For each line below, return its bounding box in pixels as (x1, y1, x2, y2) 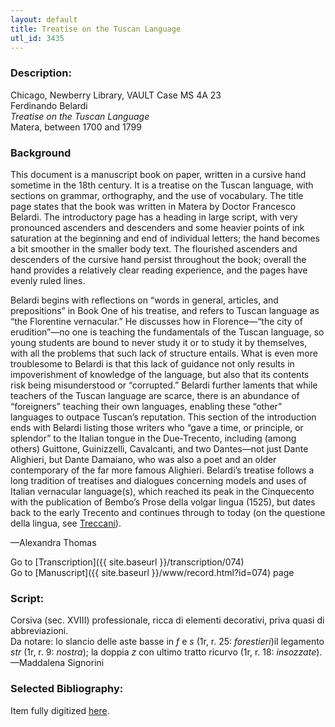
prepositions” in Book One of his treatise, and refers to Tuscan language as (10, 304, 320, 316)
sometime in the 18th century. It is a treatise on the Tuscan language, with (10, 179, 314, 191)
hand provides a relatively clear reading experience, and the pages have (10, 264, 308, 276)
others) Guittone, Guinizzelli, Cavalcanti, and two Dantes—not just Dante (10, 442, 309, 455)
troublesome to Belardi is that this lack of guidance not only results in (10, 357, 295, 370)
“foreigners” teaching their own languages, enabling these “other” (10, 400, 283, 412)
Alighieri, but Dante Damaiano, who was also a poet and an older (10, 453, 277, 465)
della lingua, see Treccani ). (10, 517, 122, 529)
